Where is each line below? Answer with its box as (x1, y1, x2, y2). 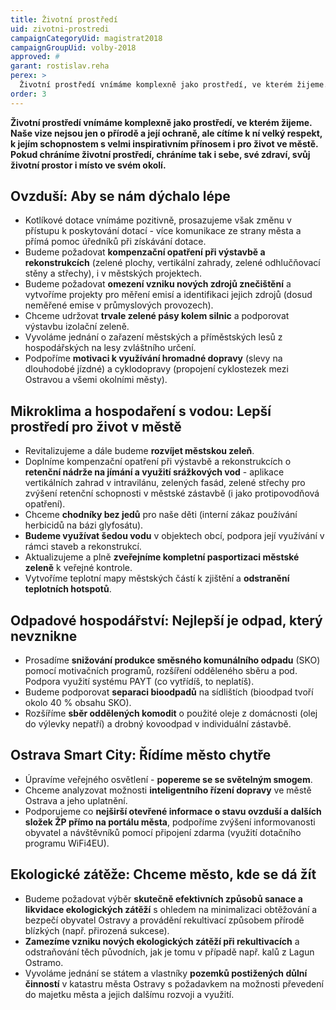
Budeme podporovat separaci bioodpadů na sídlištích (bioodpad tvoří (24, 686, 314, 698)
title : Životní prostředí (10, 14, 118, 25)
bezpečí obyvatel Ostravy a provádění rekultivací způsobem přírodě (24, 914, 305, 926)
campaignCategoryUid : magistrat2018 (10, 33, 163, 43)
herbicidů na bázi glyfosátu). (24, 519, 144, 531)
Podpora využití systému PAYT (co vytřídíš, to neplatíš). (24, 676, 255, 688)
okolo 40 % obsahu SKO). (24, 697, 132, 709)
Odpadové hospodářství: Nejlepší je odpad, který (10, 612, 323, 629)
